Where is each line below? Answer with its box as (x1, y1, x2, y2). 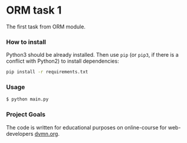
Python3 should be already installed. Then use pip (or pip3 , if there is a (6, 51, 179, 58)
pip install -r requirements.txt (6, 69, 88, 75)
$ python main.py (6, 96, 49, 102)
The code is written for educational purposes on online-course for (6, 123, 167, 131)
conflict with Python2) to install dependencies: (6, 57, 119, 65)
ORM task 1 (6, 4, 62, 17)
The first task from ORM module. (6, 23, 86, 30)
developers (6, 130, 34, 137)
